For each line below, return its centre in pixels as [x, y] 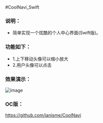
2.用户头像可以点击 [32, 65]
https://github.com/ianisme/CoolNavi [43, 115]
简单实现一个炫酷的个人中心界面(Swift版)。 [56, 33]
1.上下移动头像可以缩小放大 [40, 59]
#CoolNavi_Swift [22, 7]
